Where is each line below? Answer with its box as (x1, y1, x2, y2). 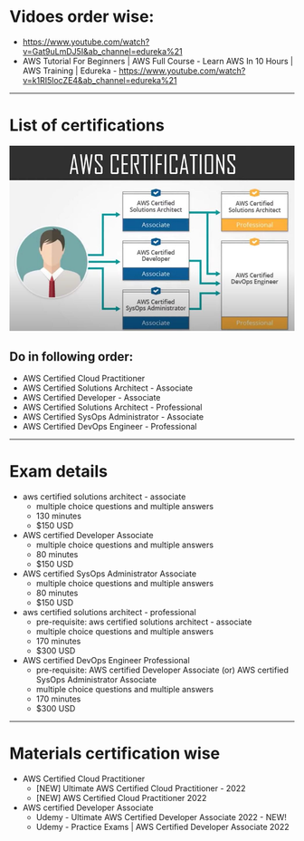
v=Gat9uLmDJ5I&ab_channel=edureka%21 (22, 45, 183, 56)
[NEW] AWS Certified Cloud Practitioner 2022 (35, 793, 207, 804)
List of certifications (9, 115, 165, 136)
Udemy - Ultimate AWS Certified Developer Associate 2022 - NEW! (35, 812, 287, 823)
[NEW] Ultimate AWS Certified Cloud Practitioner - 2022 (35, 783, 246, 794)
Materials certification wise (9, 743, 221, 764)
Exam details (9, 461, 109, 482)
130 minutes (35, 510, 81, 522)
